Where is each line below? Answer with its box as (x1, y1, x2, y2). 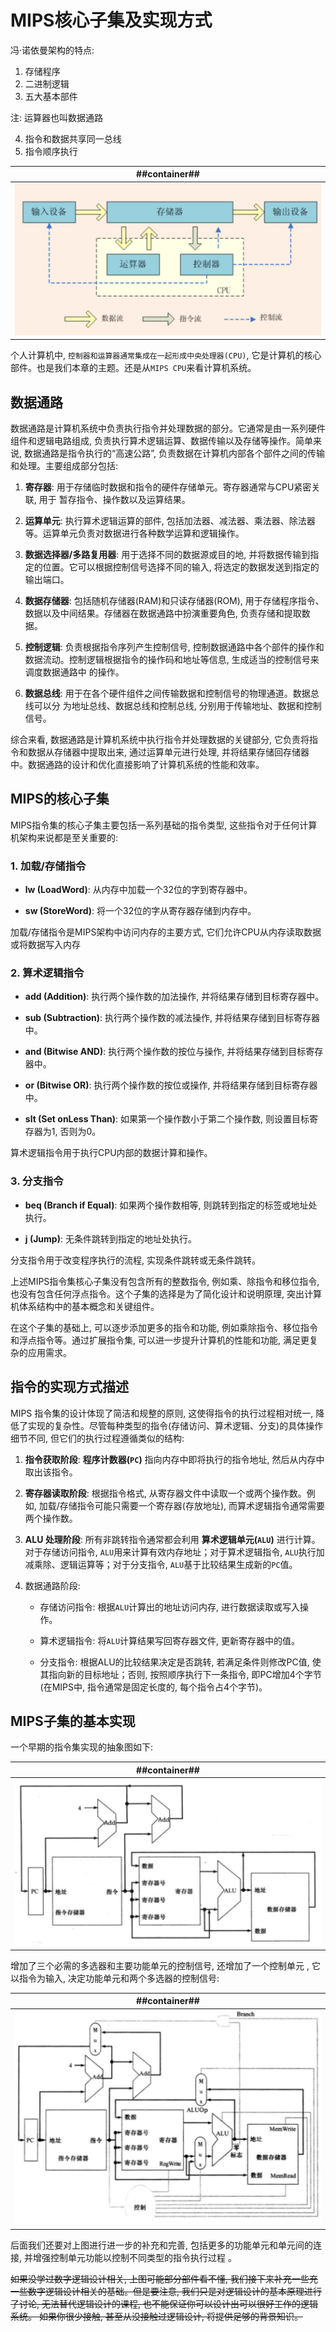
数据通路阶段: (24, 1579, 81, 1591)
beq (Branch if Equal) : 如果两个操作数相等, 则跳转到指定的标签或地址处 (24, 1199, 318, 1211)
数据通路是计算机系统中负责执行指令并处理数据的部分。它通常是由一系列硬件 (10, 422, 326, 435)
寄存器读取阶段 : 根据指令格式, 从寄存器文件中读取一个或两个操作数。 (24, 1487, 307, 1499)
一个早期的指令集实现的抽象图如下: (10, 1741, 154, 1753)
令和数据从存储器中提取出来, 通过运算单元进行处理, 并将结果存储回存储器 (10, 746, 310, 758)
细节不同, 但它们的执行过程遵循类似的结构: (10, 1432, 185, 1444)
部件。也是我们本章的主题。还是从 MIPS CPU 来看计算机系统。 (10, 362, 257, 374)
